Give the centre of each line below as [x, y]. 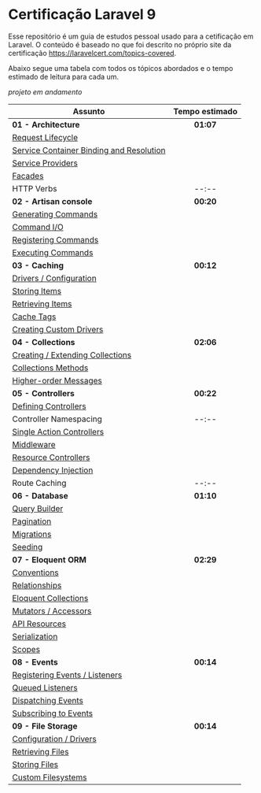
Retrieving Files [40, 751]
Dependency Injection [53, 470]
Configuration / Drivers [54, 739]
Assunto [89, 111]
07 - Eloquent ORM [49, 559]
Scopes [26, 649]
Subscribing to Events [52, 713]
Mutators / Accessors [52, 610]
